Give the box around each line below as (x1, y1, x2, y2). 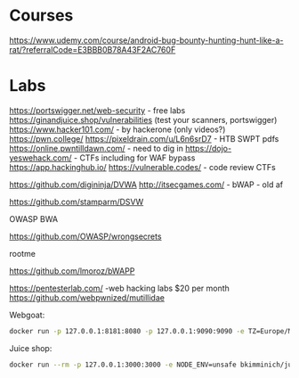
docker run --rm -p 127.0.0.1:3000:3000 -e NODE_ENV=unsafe (9, 360, 238, 369)
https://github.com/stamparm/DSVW (9, 196, 144, 207)
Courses (9, 5, 74, 26)
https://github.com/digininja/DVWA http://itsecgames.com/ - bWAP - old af (9, 179, 283, 190)
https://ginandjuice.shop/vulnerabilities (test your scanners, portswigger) (9, 114, 278, 125)
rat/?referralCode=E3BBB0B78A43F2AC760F (9, 44, 176, 54)
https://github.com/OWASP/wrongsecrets (9, 231, 162, 242)
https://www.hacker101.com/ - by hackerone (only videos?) (9, 124, 226, 135)
